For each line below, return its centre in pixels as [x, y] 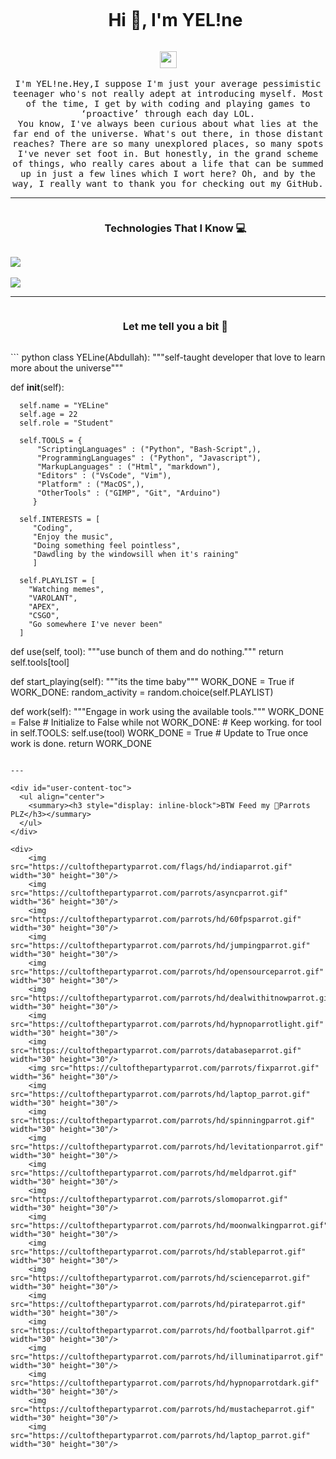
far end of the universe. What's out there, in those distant [168, 133]
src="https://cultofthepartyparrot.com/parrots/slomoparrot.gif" [149, 1199]
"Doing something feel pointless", [107, 545]
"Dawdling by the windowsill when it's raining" [136, 554]
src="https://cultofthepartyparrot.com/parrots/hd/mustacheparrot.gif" [162, 1409]
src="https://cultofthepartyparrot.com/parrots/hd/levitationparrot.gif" [167, 1146]
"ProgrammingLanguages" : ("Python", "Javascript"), [149, 458]
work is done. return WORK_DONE [81, 743]
